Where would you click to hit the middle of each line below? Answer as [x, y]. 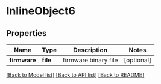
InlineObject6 [41, 11]
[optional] [137, 60]
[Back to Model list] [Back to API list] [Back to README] [75, 75]
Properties [27, 33]
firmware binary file [90, 60]
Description [90, 50]
